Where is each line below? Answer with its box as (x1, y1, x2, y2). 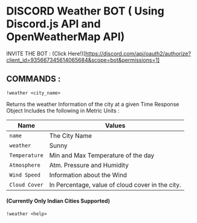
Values (105, 121, 126, 129)
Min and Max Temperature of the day (49, 151, 155, 160)
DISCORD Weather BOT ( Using (6, 4, 164, 18)
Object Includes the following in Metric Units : (6, 107, 120, 114)
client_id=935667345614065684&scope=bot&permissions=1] (6, 56, 160, 63)
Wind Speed (9, 171, 40, 178)
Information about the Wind (49, 170, 128, 179)
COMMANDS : (6, 74, 61, 84)
